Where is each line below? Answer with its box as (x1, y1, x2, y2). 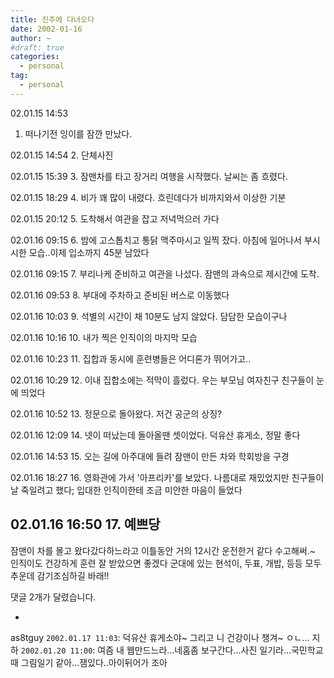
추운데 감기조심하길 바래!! (10, 569, 110, 581)
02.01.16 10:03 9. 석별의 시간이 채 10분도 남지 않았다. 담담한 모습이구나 (10, 310, 288, 322)
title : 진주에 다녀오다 (10, 14, 95, 25)
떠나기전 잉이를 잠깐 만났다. (24, 127, 133, 140)
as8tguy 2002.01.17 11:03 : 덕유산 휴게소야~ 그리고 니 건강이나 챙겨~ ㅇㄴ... (10, 631, 310, 643)
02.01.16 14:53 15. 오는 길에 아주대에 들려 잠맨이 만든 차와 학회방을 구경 (10, 450, 290, 462)
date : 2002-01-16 (10, 24, 83, 34)
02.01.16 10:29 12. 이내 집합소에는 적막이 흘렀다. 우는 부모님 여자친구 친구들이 (10, 374, 315, 386)
